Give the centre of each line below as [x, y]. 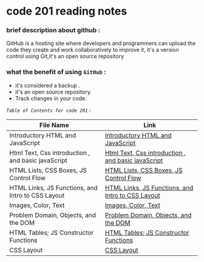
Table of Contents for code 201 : [49, 110]
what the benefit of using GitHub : [56, 72]
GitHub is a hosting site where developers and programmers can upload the [101, 43]
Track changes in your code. [51, 98]
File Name [54, 125]
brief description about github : [53, 30]
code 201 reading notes [67, 11]
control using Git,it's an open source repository [65, 57]
